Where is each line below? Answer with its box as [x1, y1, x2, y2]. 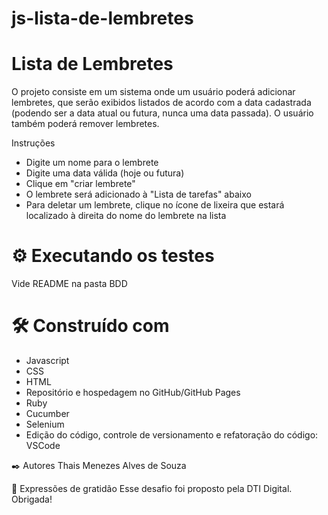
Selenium [25, 418, 65, 430]
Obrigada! [11, 493, 53, 505]
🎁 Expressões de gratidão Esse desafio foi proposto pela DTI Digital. [11, 483, 293, 494]
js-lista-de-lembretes [11, 7, 194, 30]
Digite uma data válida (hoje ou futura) [25, 167, 185, 179]
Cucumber [25, 408, 70, 419]
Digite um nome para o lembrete [25, 157, 159, 169]
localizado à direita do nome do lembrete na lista [25, 210, 227, 222]
